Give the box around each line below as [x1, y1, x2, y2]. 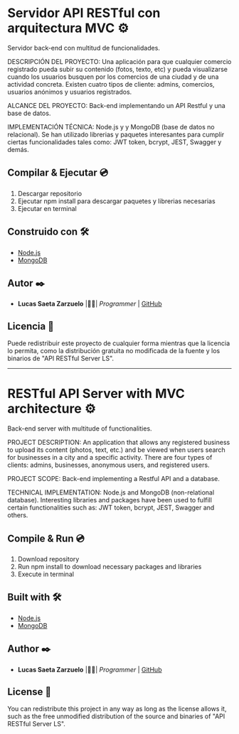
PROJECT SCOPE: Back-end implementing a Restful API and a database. [7, 475, 221, 483]
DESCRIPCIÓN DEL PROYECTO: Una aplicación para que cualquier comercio [7, 57, 232, 65]
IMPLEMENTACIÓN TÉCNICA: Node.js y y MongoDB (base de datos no [7, 122, 215, 131]
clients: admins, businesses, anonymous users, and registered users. [7, 460, 210, 470]
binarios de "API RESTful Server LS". [7, 354, 115, 363]
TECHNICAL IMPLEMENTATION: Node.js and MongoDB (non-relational [7, 488, 215, 497]
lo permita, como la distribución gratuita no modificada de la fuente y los [7, 347, 221, 355]
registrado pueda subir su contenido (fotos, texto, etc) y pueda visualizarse [7, 65, 228, 73]
